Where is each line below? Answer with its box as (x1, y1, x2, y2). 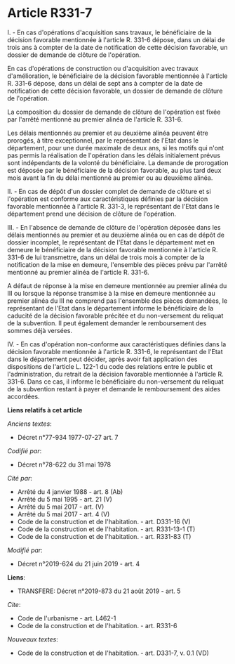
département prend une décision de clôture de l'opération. (7, 209, 177, 218)
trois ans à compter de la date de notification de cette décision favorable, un (7, 43, 228, 51)
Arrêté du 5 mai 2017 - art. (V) (17, 502, 105, 511)
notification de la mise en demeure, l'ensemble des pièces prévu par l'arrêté (7, 260, 228, 268)
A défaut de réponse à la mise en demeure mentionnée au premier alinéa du (7, 281, 227, 289)
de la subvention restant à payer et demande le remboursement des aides (7, 384, 221, 393)
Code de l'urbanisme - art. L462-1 (17, 613, 116, 623)
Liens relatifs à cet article (7, 405, 83, 414)
